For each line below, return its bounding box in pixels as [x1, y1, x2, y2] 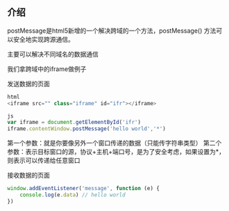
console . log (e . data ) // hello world [19, 192, 126, 198]
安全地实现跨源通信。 [12, 35, 74, 43]
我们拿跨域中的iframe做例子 [7, 65, 87, 73]
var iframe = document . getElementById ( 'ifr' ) [7, 119, 141, 126]
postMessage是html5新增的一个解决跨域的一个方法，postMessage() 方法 [7, 26, 217, 35]
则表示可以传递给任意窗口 [7, 156, 80, 165]
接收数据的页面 [7, 171, 50, 180]
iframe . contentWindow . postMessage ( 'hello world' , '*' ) [7, 125, 167, 132]
